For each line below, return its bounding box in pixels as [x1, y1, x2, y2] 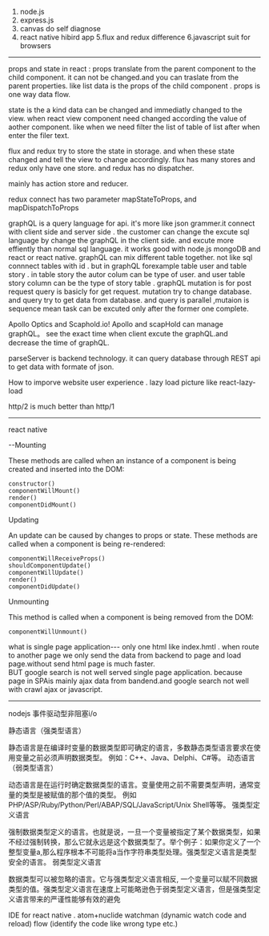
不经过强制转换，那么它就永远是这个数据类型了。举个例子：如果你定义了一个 [8, 837, 261, 846]
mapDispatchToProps [8, 203, 79, 212]
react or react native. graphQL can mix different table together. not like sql [8, 253, 253, 262]
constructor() [8, 480, 56, 488]
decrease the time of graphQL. [8, 338, 110, 348]
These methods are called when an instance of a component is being [8, 456, 236, 465]
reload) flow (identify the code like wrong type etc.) [8, 919, 179, 928]
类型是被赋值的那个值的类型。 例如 [22, 790, 137, 800]
